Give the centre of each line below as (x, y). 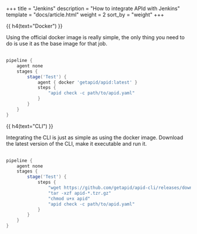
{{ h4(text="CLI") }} (30, 126)
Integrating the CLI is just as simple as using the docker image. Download (95, 137)
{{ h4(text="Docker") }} (34, 26)
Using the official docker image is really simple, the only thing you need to (95, 37)
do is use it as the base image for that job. (57, 44)
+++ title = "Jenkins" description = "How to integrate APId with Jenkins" (93, 8)
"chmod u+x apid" (69, 198)
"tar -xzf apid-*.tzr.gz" (79, 193)
